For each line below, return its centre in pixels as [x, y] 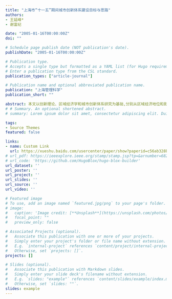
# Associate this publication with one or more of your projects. [80, 236]
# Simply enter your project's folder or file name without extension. [86, 241]
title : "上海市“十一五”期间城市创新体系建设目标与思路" [58, 10]
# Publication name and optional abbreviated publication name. [75, 85]
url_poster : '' [21, 170]
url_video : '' [20, 189]
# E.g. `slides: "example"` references [50, 279]
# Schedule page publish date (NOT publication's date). [67, 48]
